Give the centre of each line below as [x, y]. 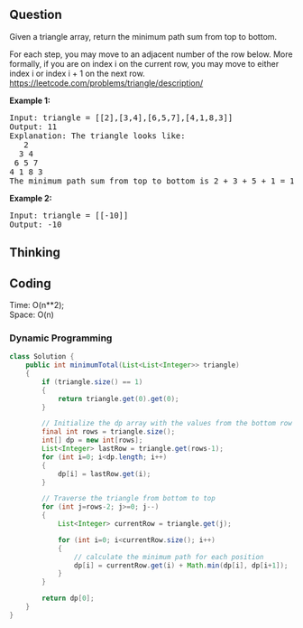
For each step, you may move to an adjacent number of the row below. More [151, 54]
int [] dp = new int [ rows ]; [92, 441]
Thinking [35, 253]
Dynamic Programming [61, 338]
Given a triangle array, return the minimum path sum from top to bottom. [143, 36]
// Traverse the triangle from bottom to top [129, 499]
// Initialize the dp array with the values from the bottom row [167, 424]
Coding [30, 283]
